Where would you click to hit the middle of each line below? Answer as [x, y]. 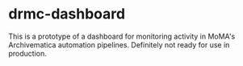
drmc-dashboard [67, 14]
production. [27, 53]
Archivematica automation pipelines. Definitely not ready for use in [119, 44]
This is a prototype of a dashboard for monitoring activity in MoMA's [122, 36]
